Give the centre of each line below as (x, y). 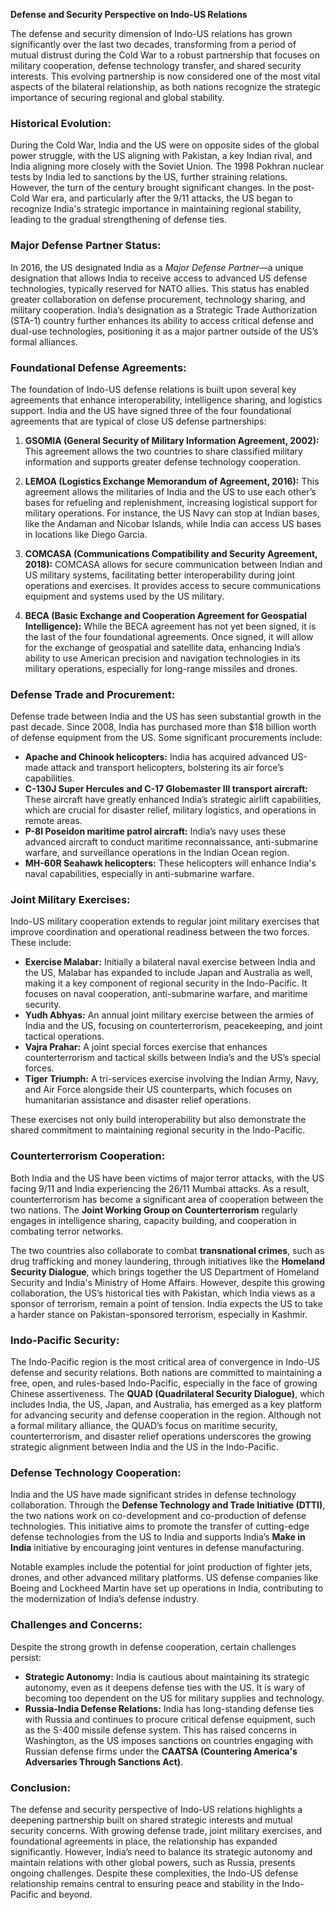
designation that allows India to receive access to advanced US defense (159, 278)
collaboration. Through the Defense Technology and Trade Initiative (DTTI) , (168, 1505)
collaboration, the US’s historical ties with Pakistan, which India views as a (163, 1293)
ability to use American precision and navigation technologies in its (162, 658)
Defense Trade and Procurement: (93, 694)
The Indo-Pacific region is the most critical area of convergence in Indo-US (165, 1362)
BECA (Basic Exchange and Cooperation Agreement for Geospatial (166, 615)
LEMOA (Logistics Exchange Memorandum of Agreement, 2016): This (172, 481)
